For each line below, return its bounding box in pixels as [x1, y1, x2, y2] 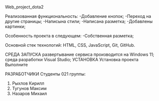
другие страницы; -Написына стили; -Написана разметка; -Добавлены [5, 19, 153, 24]
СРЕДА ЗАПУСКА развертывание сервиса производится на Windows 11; [5, 51, 155, 57]
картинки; [5, 24, 26, 29]
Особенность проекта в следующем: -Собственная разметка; [5, 33, 134, 38]
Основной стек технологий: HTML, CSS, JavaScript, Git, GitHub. [5, 42, 135, 48]
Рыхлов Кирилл [12, 80, 44, 86]
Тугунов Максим [12, 86, 47, 91]
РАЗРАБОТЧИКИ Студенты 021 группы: [5, 71, 86, 76]
